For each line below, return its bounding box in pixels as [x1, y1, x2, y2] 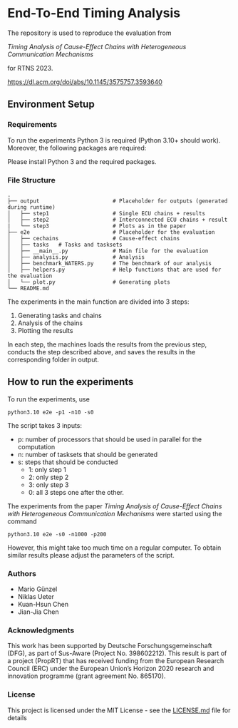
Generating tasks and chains [17, 311, 102, 319]
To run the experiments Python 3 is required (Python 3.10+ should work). [7, 135, 221, 144]
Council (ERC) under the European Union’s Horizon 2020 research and [7, 665, 214, 673]
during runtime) [7, 203, 56, 211]
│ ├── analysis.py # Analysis [7, 253, 145, 261]
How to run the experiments [7, 376, 134, 388]
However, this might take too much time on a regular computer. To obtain [7, 543, 222, 552]
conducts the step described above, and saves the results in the [7, 347, 196, 356]
